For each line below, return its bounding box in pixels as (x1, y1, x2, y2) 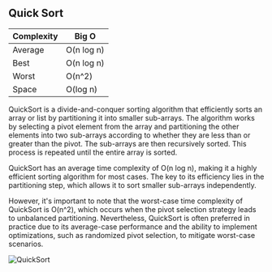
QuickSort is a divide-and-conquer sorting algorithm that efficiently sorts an (8, 104, 262, 114)
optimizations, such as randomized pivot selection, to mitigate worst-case (8, 230, 256, 240)
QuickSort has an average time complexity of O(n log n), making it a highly (8, 163, 257, 172)
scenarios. (8, 239, 44, 249)
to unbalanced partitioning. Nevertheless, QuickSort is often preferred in (8, 213, 250, 223)
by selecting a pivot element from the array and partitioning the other (8, 121, 240, 131)
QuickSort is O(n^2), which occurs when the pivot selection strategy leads (8, 204, 257, 214)
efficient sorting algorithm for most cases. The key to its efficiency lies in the (8, 172, 265, 181)
